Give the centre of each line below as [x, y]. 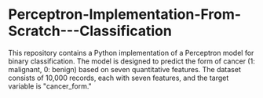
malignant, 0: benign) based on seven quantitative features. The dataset [124, 69]
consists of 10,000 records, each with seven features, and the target [119, 78]
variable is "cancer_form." [50, 86]
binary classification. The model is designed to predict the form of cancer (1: [131, 61]
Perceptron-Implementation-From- [125, 15]
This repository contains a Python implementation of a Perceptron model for [131, 53]
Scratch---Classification [90, 31]
